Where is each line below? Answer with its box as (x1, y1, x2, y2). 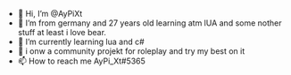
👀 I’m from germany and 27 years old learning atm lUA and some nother (17, 18, 282, 28)
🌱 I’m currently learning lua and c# (17, 36, 145, 47)
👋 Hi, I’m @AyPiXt (17, 9, 83, 19)
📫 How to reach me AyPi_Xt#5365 (17, 56, 145, 66)
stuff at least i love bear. (17, 27, 107, 37)
